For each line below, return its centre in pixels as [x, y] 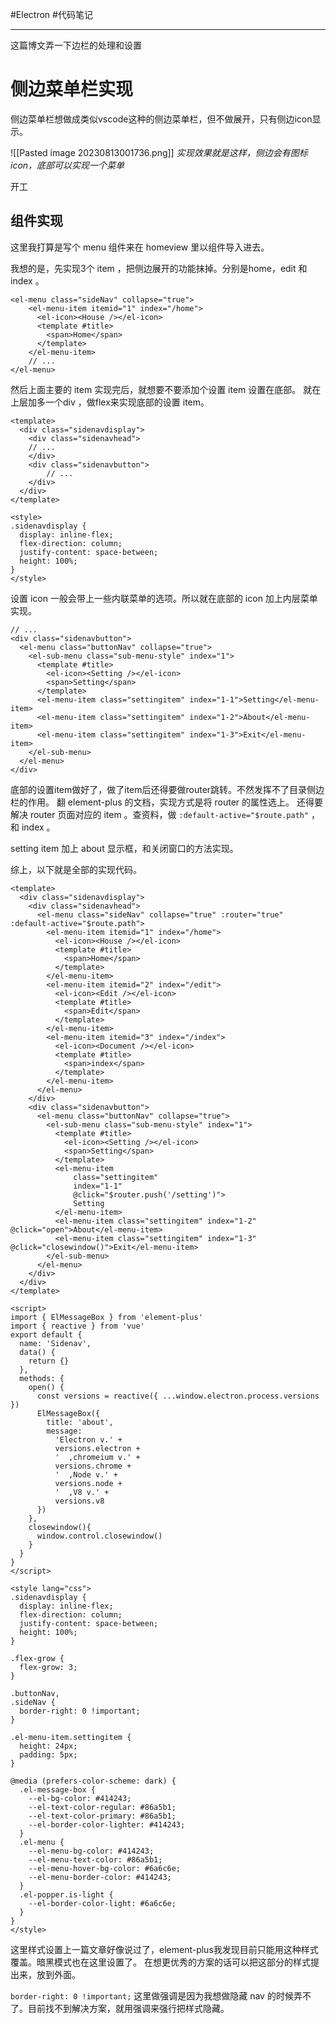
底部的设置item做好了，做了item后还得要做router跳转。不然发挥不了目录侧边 [167, 789]
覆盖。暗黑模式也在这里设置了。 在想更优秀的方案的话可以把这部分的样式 [160, 1962]
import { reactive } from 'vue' [77, 1326]
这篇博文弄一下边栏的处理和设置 [76, 45]
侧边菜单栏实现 [72, 89]
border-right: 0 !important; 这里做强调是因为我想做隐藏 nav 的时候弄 [156, 1995]
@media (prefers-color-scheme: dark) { [93, 1781]
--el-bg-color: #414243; [80, 1798]
